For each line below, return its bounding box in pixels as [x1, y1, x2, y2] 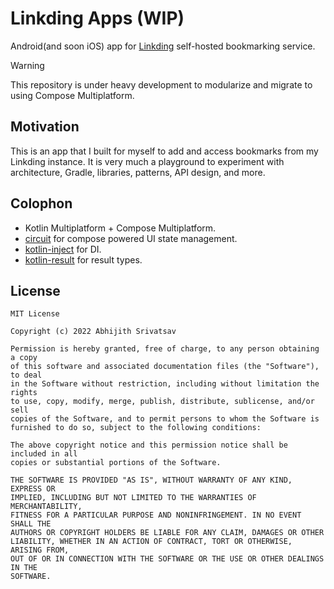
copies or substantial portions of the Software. [10, 458, 222, 468]
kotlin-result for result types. [24, 253, 143, 266]
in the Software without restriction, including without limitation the [10, 379, 320, 389]
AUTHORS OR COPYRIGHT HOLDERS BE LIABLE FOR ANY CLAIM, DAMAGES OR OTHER [10, 528, 325, 538]
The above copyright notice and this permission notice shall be [10, 440, 288, 451]
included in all [10, 449, 78, 459]
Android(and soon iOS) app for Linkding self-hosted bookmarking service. [10, 40, 316, 52]
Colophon [10, 195, 73, 212]
